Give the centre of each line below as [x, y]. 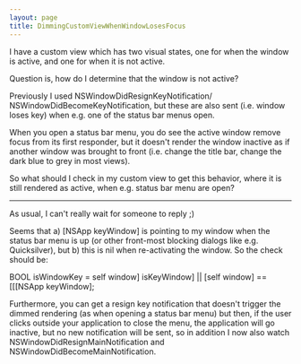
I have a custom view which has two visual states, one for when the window [149, 51]
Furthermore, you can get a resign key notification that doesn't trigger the [145, 303]
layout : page [34, 17]
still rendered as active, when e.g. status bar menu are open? [122, 187]
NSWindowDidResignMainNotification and [87, 342]
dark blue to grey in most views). [70, 160]
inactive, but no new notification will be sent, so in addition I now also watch [149, 332]
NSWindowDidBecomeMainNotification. [83, 351]
